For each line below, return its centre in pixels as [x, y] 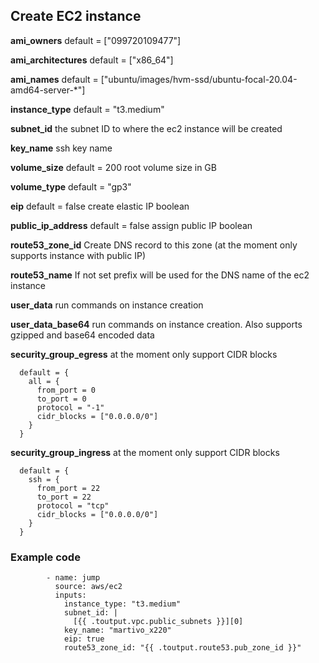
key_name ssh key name [61, 148]
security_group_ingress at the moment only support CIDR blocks [145, 452]
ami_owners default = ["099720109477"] [96, 40]
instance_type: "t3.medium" [122, 604]
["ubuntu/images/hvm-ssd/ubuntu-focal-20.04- [199, 79]
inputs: [70, 595]
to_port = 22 [64, 497]
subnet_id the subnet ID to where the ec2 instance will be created [146, 128]
